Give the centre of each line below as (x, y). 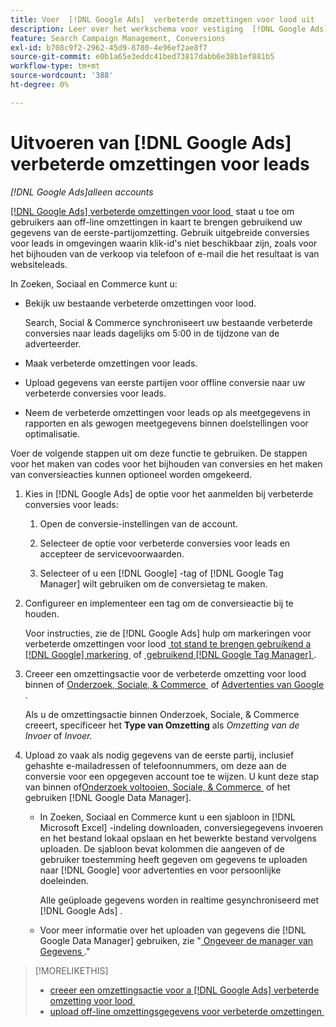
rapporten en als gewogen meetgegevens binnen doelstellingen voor (166, 423)
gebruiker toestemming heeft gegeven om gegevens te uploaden (173, 859)
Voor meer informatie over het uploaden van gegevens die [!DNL (173, 930)
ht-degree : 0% (40, 85)
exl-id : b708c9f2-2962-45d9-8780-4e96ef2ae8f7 (109, 47)
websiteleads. (39, 264)
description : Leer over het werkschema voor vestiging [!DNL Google (158, 29)
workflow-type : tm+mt (55, 66)
